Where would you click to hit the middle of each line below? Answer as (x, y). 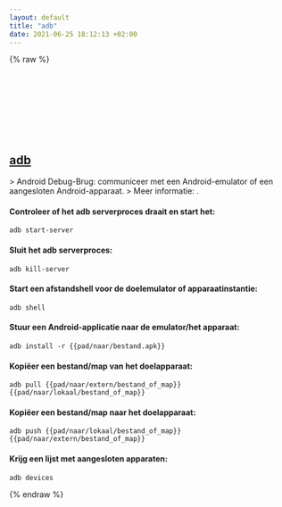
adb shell (28, 308)
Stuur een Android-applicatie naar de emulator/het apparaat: (124, 328)
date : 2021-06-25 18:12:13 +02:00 (74, 34)
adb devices (31, 478)
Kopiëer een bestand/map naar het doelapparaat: (103, 412)
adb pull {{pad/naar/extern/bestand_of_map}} (95, 385)
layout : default (39, 17)
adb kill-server (39, 269)
